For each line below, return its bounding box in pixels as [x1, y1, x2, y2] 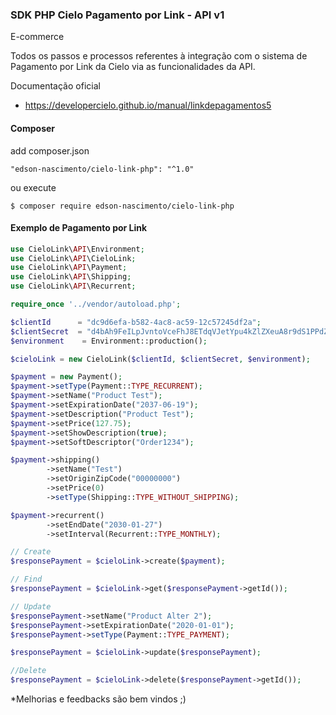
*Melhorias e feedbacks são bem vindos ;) [10, 693, 187, 705]
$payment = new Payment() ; [10, 372, 123, 382]
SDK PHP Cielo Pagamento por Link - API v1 [10, 8, 225, 22]
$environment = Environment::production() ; [10, 336, 208, 346]
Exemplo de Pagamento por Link [10, 222, 148, 234]
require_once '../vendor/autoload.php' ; [10, 299, 182, 310]
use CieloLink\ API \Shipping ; [10, 272, 132, 282]
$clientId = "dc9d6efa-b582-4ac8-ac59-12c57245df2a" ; [10, 317, 262, 327]
